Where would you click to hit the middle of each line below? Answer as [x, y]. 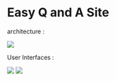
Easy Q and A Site [58, 13]
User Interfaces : [31, 57]
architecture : [26, 31]
